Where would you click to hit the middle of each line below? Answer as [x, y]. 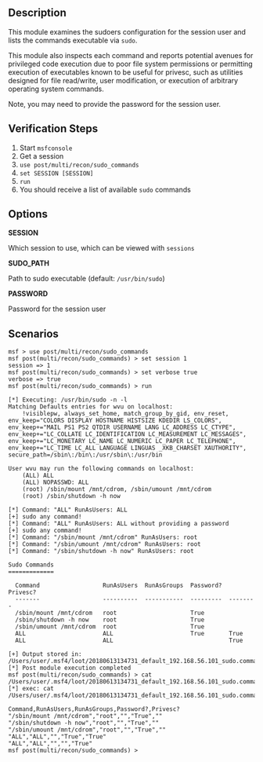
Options [28, 214]
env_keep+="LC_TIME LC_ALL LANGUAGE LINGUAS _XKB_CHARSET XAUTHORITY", [127, 448]
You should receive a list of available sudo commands [105, 189]
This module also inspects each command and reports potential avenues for [131, 55]
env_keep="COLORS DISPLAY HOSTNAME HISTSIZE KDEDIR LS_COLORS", [115, 421]
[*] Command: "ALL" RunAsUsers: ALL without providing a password [119, 524]
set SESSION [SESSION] [56, 173]
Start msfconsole [46, 148]
